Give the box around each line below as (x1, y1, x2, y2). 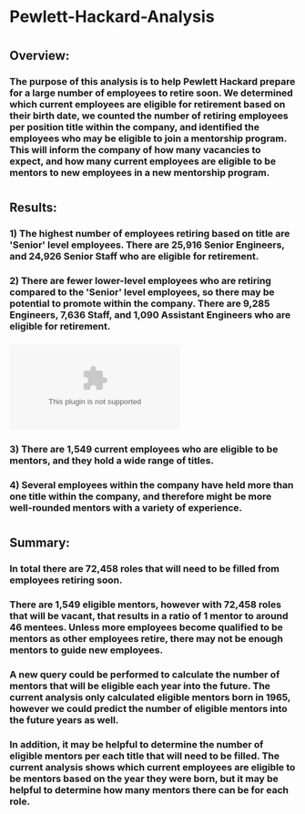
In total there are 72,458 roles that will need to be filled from (9, 563, 280, 575)
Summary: (9, 535, 70, 551)
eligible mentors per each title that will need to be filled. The (9, 749, 280, 762)
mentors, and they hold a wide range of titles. (9, 454, 214, 467)
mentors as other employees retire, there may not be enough (9, 633, 284, 646)
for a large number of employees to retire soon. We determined (9, 86, 293, 99)
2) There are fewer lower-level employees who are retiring (9, 275, 271, 288)
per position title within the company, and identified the (9, 121, 259, 134)
